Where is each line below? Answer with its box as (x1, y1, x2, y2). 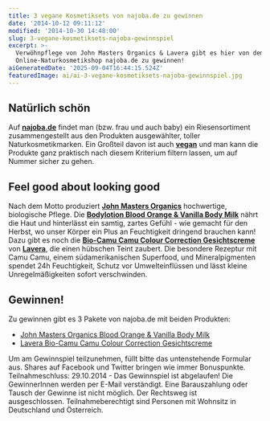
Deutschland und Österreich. (8, 405, 104, 415)
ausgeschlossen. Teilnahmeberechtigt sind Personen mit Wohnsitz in (8, 397, 237, 407)
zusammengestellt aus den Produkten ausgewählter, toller (8, 131, 201, 141)
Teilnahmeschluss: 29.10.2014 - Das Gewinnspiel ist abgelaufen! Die (8, 371, 233, 381)
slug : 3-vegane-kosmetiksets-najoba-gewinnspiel (8, 34, 174, 43)
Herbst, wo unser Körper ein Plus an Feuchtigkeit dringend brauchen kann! (8, 227, 256, 237)
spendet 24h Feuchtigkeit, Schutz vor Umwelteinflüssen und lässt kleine (8, 261, 247, 271)
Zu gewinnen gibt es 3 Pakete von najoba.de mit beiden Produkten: (8, 314, 231, 324)
